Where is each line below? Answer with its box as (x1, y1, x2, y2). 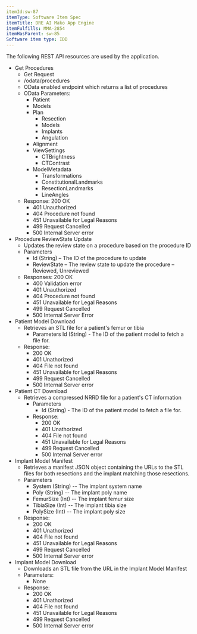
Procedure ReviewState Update (14, 236, 92, 242)
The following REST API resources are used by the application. (6, 53, 160, 60)
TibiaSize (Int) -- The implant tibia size (32, 502, 127, 509)
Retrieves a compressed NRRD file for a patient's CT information (23, 394, 182, 401)
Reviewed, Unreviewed (32, 267, 89, 274)
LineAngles (41, 191, 69, 198)
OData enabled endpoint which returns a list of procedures (23, 83, 168, 90)
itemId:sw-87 (6, 8, 39, 15)
